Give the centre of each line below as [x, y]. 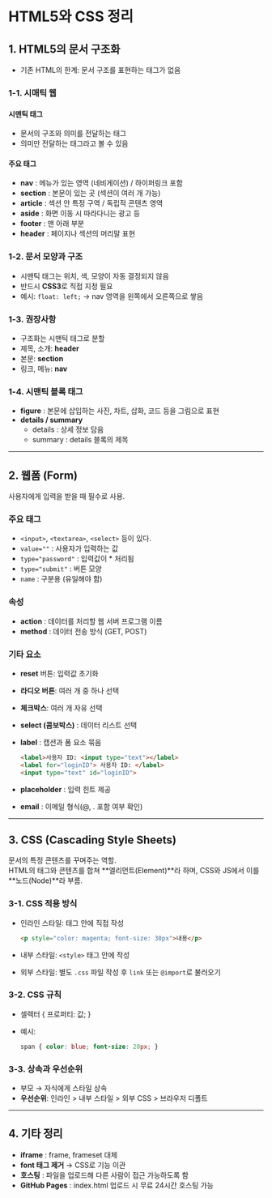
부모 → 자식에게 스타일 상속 [64, 1088]
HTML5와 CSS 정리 [71, 17]
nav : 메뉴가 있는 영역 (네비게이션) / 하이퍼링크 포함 [102, 183]
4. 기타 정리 [36, 1134]
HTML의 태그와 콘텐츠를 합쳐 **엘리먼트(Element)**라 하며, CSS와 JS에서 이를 [134, 871]
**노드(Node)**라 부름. [46, 880]
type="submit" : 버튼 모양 [61, 569]
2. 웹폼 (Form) [43, 475]
